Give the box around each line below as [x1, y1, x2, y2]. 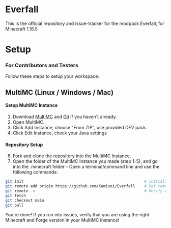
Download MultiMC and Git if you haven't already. [12, 113, 117, 120]
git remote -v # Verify [5, 188, 163, 193]
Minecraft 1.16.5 [5, 25, 38, 32]
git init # [5, 179, 147, 184]
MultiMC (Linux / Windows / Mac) [5, 88, 113, 97]
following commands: [12, 169, 58, 175]
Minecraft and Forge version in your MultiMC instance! [5, 217, 120, 223]
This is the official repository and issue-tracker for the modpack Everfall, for [5, 20, 164, 26]
